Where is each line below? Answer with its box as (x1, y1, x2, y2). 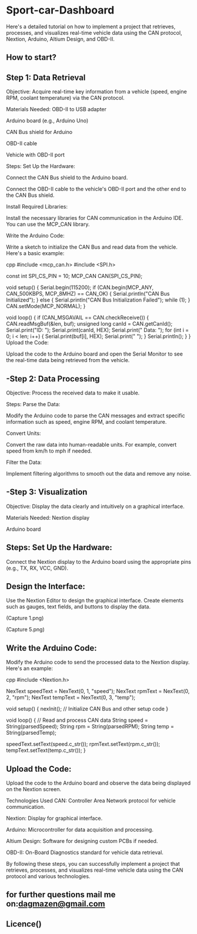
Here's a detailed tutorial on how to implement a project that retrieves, (6, 23, 176, 30)
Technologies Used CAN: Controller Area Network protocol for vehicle (6, 797, 176, 804)
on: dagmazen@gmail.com (6, 899, 105, 909)
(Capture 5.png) (6, 626, 45, 633)
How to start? (6, 52, 57, 62)
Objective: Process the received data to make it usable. (6, 389, 140, 396)
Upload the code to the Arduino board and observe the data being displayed (6, 779, 191, 786)
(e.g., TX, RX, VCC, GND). (6, 564, 69, 571)
